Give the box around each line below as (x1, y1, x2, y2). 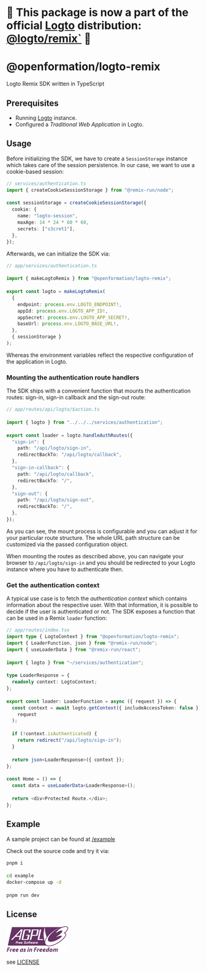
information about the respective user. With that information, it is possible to (6, 601, 198, 609)
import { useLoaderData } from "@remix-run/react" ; (6, 646, 141, 653)
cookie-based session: (6, 168, 64, 175)
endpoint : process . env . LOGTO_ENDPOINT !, (17, 301, 122, 308)
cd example (6, 873, 34, 879)
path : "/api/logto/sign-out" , (17, 497, 95, 503)
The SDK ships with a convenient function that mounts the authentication (6, 387, 191, 395)
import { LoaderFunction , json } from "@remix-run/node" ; (6, 640, 158, 646)
